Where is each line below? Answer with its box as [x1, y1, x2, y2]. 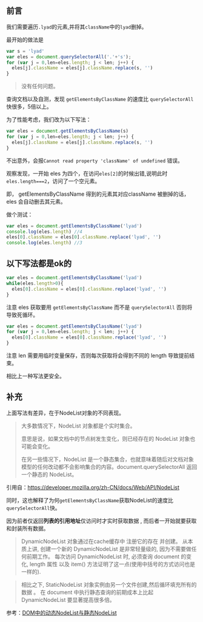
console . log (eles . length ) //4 [6, 229, 83, 235]
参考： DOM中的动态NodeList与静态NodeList [6, 609, 117, 616]
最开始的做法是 [6, 36, 44, 43]
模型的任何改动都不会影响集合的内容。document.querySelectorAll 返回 [21, 463, 198, 470]
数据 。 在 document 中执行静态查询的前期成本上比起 [21, 589, 154, 596]
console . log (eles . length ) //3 [6, 240, 83, 246]
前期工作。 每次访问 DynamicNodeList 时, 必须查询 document [26, 553, 180, 560]
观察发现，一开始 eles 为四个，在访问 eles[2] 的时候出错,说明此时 [6, 170, 168, 177]
